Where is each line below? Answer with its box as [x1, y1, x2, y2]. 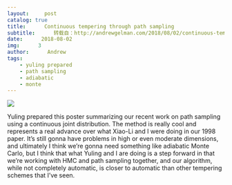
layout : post [7, 10, 57, 17]
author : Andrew [7, 49, 67, 56]
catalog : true [7, 17, 48, 23]
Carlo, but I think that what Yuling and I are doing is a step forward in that [7, 149, 215, 157]
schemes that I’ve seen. [7, 171, 75, 179]
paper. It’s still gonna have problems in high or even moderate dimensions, [7, 135, 219, 143]
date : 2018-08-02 [7, 36, 72, 43]
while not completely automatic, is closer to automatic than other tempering [7, 164, 222, 173]
